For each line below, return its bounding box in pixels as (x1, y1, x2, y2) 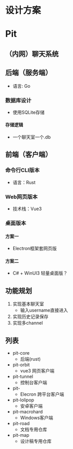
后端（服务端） (5, 68, 52, 77)
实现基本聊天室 (12, 301, 44, 307)
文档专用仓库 (20, 427, 47, 433)
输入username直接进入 (20, 307, 68, 314)
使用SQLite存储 (12, 109, 45, 115)
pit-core (12, 350, 30, 356)
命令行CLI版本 (5, 167, 40, 174)
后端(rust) (20, 356, 41, 362)
